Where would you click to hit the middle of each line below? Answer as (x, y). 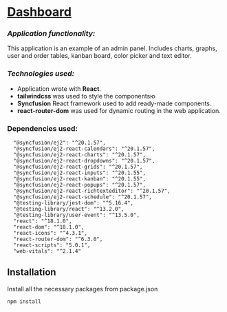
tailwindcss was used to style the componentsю (86, 96)
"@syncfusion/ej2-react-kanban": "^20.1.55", (80, 179)
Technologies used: (41, 74)
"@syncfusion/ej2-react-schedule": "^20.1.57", (83, 197)
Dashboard (40, 12)
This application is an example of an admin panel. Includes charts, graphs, (112, 48)
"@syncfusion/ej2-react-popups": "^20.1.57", (80, 185)
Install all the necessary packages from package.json (83, 289)
